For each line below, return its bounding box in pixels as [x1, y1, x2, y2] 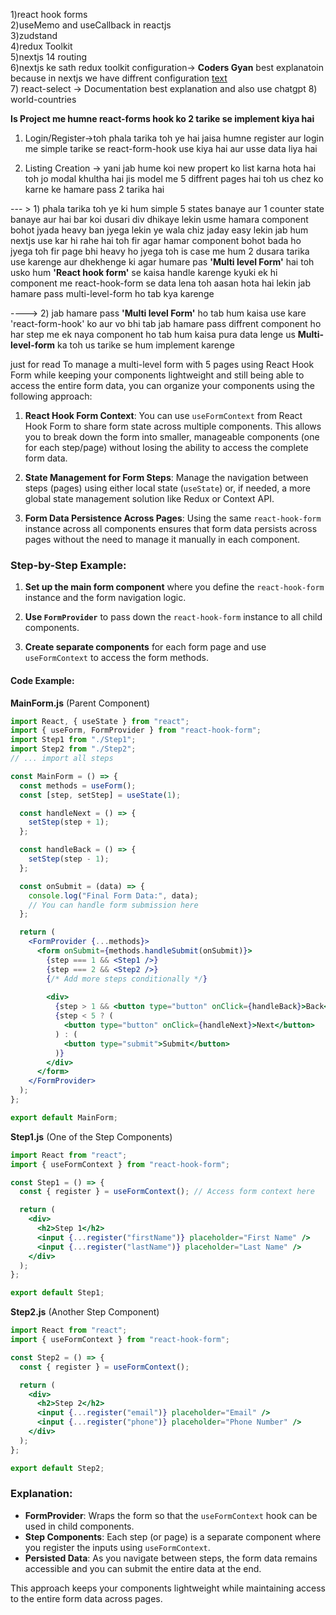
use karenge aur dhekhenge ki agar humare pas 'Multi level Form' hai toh [10, 256, 315, 268]
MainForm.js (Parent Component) [10, 697, 151, 709]
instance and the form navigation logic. [24, 592, 187, 604]
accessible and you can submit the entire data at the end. [24, 1562, 262, 1574]
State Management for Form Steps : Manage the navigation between [24, 472, 309, 483]
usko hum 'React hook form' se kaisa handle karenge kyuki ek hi [10, 267, 278, 278]
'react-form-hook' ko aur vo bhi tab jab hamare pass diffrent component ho [10, 318, 322, 329]
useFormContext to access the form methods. [24, 652, 209, 664]
